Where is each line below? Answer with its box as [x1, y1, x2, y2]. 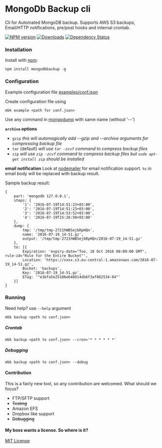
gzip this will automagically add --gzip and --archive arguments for [12, 135, 148, 141]
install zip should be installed [21, 156, 84, 161]
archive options [5, 125, 37, 132]
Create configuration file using [5, 98, 66, 104]
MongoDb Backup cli [5, 3, 91, 15]
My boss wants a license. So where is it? [5, 427, 89, 433]
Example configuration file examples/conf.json [5, 89, 98, 95]
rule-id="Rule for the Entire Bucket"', [5, 253, 89, 258]
